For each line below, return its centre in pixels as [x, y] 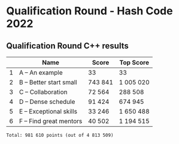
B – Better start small [48, 82]
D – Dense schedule [47, 102]
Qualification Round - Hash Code [89, 11]
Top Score [134, 62]
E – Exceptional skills [48, 111]
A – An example [41, 73]
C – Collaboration [43, 92]
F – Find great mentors [51, 121]
